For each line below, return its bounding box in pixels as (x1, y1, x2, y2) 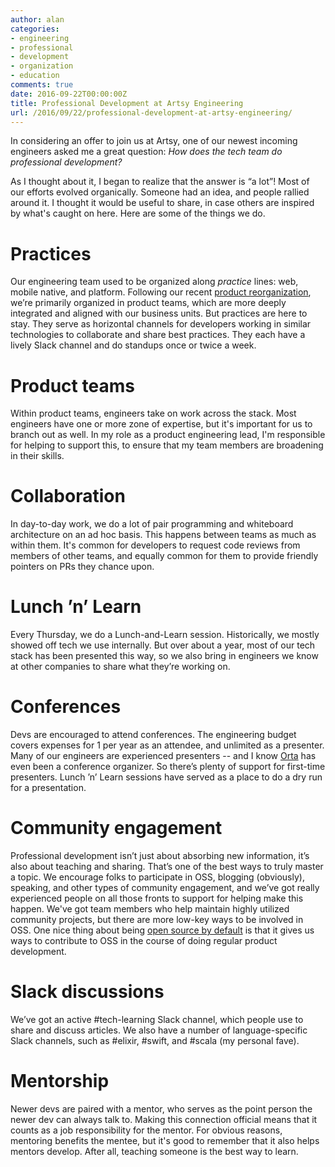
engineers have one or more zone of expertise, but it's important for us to (10, 418, 313, 430)
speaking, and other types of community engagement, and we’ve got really (10, 882, 320, 893)
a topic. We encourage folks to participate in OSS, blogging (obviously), (10, 871, 305, 883)
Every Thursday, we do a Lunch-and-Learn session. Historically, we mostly (10, 629, 320, 641)
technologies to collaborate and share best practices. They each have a (10, 329, 306, 341)
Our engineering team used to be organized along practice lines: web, (10, 276, 299, 288)
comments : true (10, 80, 74, 90)
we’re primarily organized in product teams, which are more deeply (10, 297, 287, 309)
